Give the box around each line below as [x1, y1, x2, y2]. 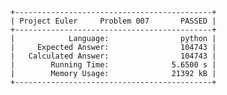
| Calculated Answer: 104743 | [10, 51, 217, 61]
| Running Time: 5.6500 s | [10, 60, 217, 70]
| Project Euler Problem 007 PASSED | [10, 16, 217, 26]
